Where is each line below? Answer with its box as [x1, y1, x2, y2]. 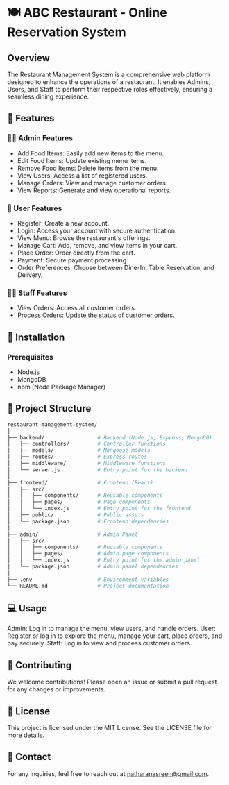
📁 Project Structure [7, 403, 92, 414]
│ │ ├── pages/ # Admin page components [7, 550, 169, 557]
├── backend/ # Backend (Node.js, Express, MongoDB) [7, 434, 213, 441]
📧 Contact [7, 751, 51, 763]
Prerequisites [7, 352, 53, 362]
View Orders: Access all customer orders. [17, 304, 137, 312]
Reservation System [7, 24, 126, 40]
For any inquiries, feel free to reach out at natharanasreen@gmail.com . [7, 769, 210, 777]
